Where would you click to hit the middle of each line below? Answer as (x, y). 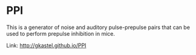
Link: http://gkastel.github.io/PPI (46, 45)
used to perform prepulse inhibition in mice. (61, 33)
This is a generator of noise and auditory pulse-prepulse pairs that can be (98, 27)
